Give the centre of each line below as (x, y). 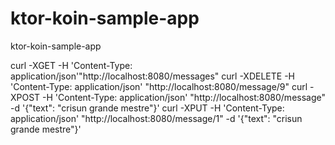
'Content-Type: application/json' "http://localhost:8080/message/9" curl (159, 86)
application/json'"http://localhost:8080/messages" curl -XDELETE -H (152, 76)
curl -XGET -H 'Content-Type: (71, 65)
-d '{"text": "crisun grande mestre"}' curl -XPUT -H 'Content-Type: (147, 108)
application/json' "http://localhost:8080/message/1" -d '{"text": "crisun (156, 118)
